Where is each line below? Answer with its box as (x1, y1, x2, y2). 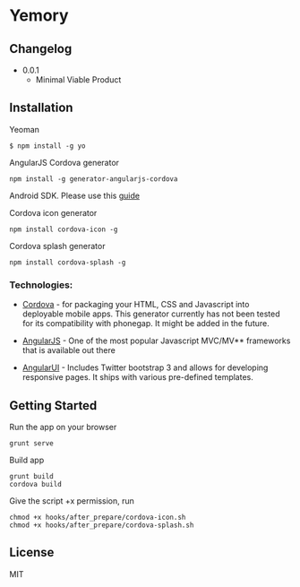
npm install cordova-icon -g (9, 225, 118, 234)
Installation (9, 100, 73, 116)
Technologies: (9, 279, 73, 291)
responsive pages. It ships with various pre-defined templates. (21, 372, 253, 383)
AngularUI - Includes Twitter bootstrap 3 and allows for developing (21, 362, 269, 373)
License (9, 545, 55, 560)
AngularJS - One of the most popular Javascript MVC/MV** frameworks (21, 335, 291, 346)
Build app (9, 454, 45, 465)
